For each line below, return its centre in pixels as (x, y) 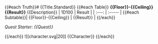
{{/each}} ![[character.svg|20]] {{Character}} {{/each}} (60, 36)
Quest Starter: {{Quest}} (29, 27)
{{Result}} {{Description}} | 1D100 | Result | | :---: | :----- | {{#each (72, 12)
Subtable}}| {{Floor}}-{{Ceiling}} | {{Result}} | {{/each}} (60, 17)
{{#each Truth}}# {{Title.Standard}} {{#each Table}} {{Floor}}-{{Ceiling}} (79, 7)
